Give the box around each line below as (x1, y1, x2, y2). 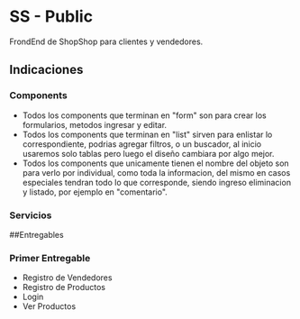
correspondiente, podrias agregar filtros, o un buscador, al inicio (22, 138, 262, 150)
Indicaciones (9, 62, 84, 77)
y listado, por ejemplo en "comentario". (22, 187, 168, 197)
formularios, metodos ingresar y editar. (22, 119, 168, 130)
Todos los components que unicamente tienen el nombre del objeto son (22, 158, 290, 169)
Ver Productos (22, 301, 77, 312)
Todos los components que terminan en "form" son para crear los (22, 110, 268, 121)
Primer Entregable (9, 251, 91, 264)
